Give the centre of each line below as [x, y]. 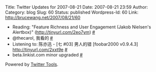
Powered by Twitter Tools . [32, 64]
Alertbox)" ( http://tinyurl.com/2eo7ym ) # [54, 32]
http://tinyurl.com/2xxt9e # [40, 49]
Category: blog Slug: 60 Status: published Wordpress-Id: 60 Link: [72, 12]
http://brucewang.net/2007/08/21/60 [43, 17]
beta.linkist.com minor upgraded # [48, 55]
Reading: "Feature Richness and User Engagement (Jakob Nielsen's [81, 27]
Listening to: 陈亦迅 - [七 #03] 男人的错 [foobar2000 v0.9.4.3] [75, 44]
